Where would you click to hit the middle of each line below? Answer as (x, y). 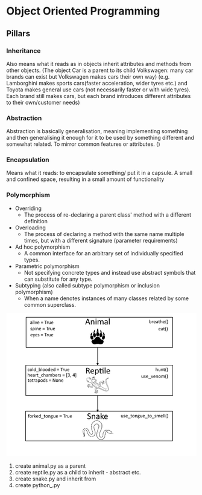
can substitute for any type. (58, 279)
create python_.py (37, 485)
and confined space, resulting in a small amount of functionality (85, 179)
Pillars (18, 34)
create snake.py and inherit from (55, 479)
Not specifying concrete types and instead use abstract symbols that (110, 272)
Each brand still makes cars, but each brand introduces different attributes (99, 96)
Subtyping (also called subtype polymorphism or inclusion (87, 285)
